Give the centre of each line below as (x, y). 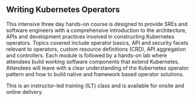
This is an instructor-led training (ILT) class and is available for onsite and (95, 86)
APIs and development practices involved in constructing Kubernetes (90, 36)
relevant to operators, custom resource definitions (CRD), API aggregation (96, 49)
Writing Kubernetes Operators (63, 10)
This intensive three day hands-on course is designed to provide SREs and (97, 24)
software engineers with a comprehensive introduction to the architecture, (97, 30)
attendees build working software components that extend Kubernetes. (93, 61)
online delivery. (25, 92)
